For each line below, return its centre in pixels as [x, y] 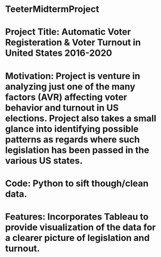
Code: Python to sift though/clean [77, 183]
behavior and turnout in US [62, 108]
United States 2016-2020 [59, 53]
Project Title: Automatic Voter [68, 32]
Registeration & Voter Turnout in [73, 43]
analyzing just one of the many [70, 86]
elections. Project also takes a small [81, 118]
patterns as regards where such [73, 139]
